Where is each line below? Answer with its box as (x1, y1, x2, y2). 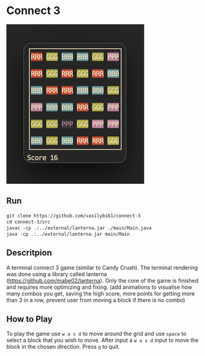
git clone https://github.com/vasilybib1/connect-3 (6, 213, 141, 219)
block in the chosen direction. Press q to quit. (6, 343, 121, 351)
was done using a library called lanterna (6, 270, 107, 278)
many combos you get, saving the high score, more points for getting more (6, 289, 195, 297)
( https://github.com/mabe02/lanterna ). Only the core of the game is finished (6, 277, 199, 284)
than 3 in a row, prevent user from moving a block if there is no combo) (6, 296, 185, 303)
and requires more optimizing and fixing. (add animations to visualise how (6, 283, 193, 291)
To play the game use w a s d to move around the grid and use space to (6, 330, 187, 338)
